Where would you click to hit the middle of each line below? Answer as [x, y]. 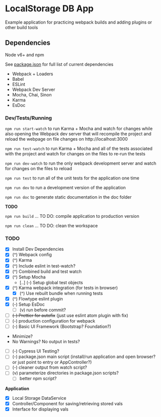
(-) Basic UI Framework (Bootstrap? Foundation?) [62, 327]
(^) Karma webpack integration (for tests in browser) [65, 288]
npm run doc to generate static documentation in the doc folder [69, 197]
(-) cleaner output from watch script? [49, 367]
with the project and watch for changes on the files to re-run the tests [75, 154]
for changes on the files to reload [39, 169]
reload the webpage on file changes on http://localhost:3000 [67, 139]
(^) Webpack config [32, 255]
